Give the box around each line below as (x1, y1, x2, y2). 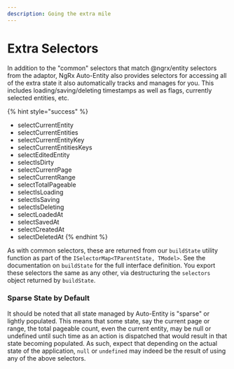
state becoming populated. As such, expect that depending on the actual (7, 339, 218, 347)
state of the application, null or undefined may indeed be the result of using (7, 347, 226, 355)
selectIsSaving (17, 195, 60, 203)
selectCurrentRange (17, 173, 76, 181)
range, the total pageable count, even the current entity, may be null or (7, 324, 212, 333)
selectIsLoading (17, 187, 64, 196)
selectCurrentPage (17, 166, 72, 174)
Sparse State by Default (7, 293, 90, 303)
